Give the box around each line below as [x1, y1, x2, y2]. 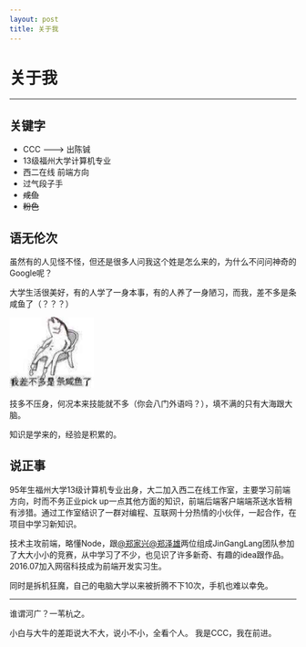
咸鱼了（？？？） [9, 298, 74, 309]
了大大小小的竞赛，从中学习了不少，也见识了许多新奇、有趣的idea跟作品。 [9, 548, 290, 560]
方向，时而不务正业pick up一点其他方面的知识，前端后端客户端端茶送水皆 [9, 496, 285, 506]
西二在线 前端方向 [22, 167, 89, 178]
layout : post [9, 15, 59, 24]
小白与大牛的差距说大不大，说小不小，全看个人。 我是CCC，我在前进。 [9, 627, 277, 638]
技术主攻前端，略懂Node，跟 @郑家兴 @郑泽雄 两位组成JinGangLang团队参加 [9, 537, 295, 548]
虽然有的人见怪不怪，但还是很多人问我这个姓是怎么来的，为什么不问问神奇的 [9, 256, 297, 267]
